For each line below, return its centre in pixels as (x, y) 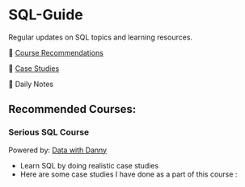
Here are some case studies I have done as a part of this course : (129, 174)
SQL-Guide (46, 15)
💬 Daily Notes (31, 84)
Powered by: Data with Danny (58, 150)
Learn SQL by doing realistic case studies (89, 165)
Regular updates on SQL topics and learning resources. (100, 37)
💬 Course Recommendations (56, 52)
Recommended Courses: (72, 109)
